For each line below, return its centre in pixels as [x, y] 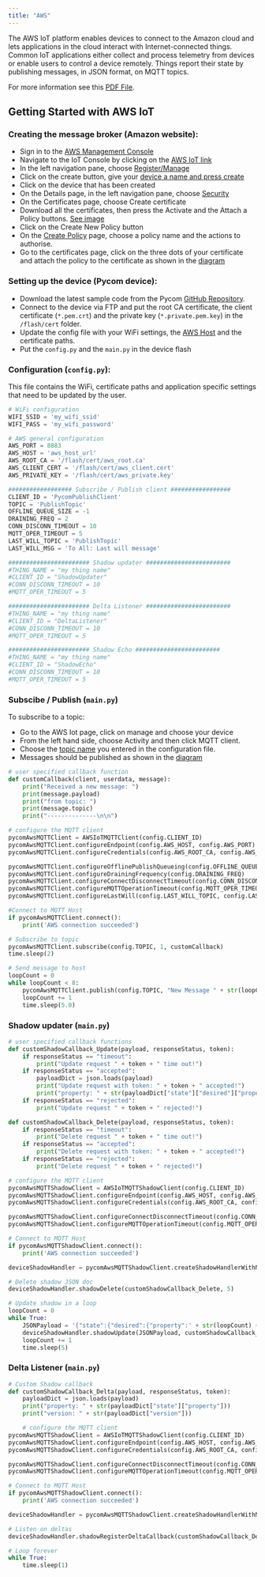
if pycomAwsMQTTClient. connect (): [65, 917]
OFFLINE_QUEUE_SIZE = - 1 [49, 512]
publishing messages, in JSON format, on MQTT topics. [99, 71]
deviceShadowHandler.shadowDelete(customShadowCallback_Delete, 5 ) [121, 1289]
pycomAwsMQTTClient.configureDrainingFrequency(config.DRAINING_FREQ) [127, 874]
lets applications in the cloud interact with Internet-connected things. [120, 46]
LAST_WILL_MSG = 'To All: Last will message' [84, 548]
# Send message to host [47, 968]
